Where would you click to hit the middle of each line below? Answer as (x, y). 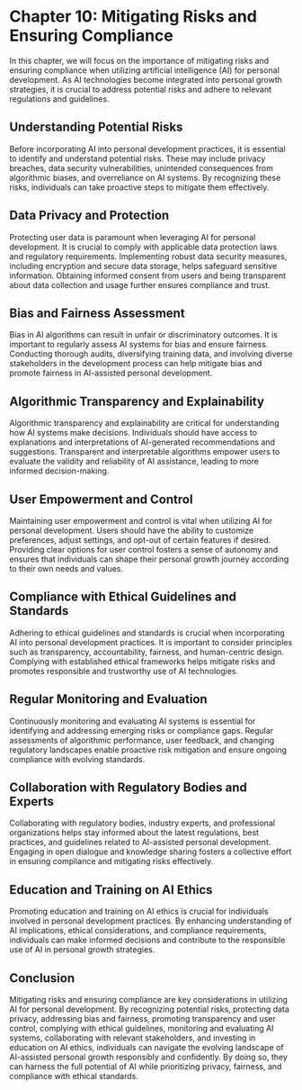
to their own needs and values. (67, 568)
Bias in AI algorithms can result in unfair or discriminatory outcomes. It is (144, 335)
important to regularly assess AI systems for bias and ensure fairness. (139, 345)
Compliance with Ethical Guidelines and (123, 597)
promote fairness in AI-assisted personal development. (111, 373)
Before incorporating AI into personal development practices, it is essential (147, 149)
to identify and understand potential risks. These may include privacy (138, 158)
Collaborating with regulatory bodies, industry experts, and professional (142, 823)
